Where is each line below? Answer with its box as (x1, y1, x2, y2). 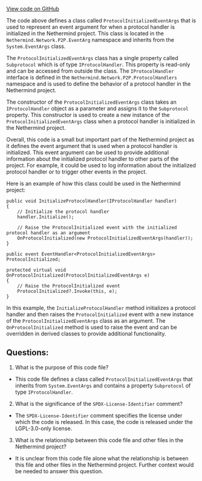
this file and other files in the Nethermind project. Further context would (15, 461, 194, 468)
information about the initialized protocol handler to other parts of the (6, 155, 179, 163)
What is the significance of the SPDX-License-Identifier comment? (15, 400, 183, 407)
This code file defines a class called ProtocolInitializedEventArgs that (15, 375, 193, 383)
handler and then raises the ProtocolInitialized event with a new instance (6, 311, 194, 318)
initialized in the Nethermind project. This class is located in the (6, 30, 165, 37)
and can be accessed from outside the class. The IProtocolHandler (6, 67, 174, 75)
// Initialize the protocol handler (17, 209, 110, 215)
